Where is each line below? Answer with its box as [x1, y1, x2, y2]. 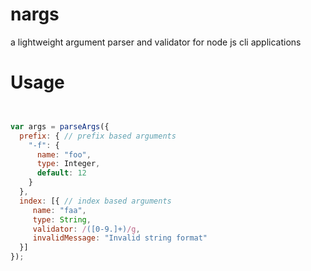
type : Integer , [36, 159, 101, 169]
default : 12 [36, 168, 87, 178]
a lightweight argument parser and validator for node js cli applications [10, 36, 302, 48]
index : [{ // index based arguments [19, 196, 172, 206]
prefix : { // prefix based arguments [19, 131, 177, 141]
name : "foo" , [36, 149, 92, 160]
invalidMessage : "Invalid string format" [32, 233, 208, 243]
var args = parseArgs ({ [10, 121, 110, 132]
